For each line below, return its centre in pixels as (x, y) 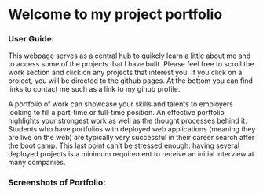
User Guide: (31, 39)
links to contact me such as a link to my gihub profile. (94, 89)
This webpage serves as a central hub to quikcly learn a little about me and (130, 56)
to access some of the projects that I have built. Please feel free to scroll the (131, 64)
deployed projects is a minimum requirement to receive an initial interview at (131, 154)
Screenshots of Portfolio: (57, 183)
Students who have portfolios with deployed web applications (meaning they (132, 129)
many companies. (37, 163)
